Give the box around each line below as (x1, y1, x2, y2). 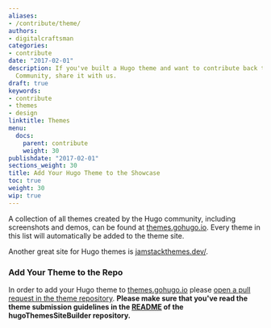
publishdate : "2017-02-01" (8, 154, 99, 162)
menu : (8, 124, 27, 132)
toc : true (8, 176, 42, 185)
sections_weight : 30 (8, 162, 78, 170)
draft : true (8, 79, 48, 87)
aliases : (8, 11, 38, 20)
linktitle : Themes (8, 117, 70, 125)
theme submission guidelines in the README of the (8, 301, 184, 311)
